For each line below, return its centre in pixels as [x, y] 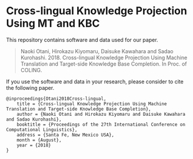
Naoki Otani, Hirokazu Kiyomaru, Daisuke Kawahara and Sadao [97, 51]
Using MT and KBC [53, 23]
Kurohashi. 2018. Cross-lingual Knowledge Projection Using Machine [104, 57]
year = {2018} [34, 145]
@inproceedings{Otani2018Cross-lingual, [56, 99]
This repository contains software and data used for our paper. [82, 40]
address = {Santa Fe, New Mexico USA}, [66, 135]
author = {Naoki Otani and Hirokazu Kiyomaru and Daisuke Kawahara [101, 114]
